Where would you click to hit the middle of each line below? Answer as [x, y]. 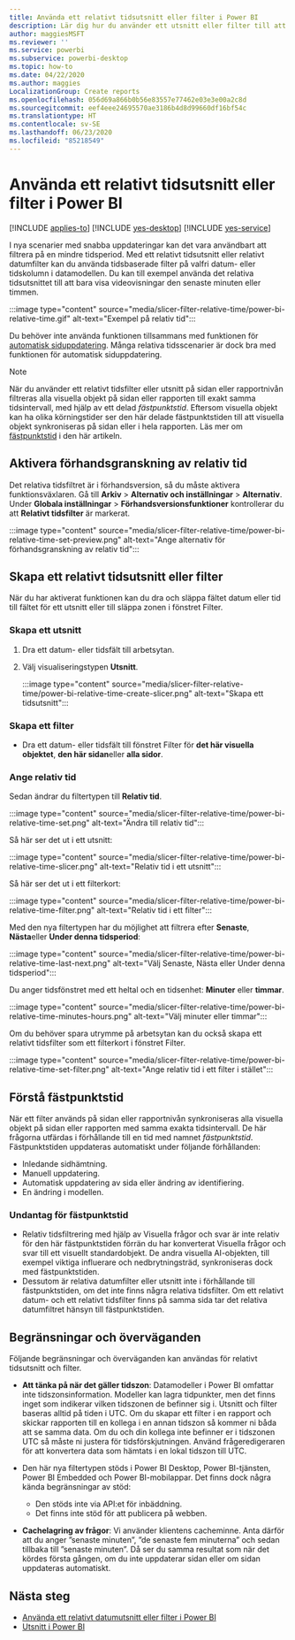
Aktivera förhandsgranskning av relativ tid [128, 464]
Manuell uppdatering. [61, 1174]
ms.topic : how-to [41, 67]
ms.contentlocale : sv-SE [55, 125]
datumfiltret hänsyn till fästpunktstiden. [93, 1309]
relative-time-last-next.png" [60, 963]
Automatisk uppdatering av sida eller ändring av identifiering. [133, 1183]
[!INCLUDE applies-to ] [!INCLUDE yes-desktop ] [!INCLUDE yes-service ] [140, 227]
